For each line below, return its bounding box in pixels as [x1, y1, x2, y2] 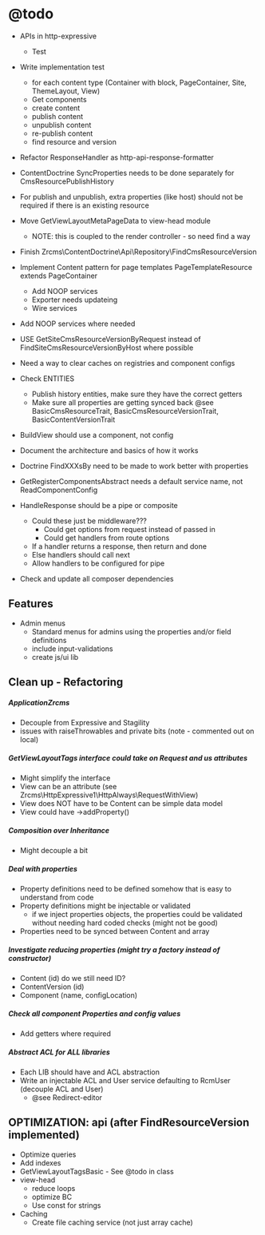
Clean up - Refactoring [8, 676, 124, 689]
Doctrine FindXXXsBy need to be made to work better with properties [19, 461, 249, 471]
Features [8, 597, 53, 611]
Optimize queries [19, 1150, 77, 1159]
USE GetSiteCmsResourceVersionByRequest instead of [19, 334, 201, 343]
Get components [31, 94, 87, 104]
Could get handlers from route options [43, 533, 170, 542]
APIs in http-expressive [19, 31, 97, 41]
